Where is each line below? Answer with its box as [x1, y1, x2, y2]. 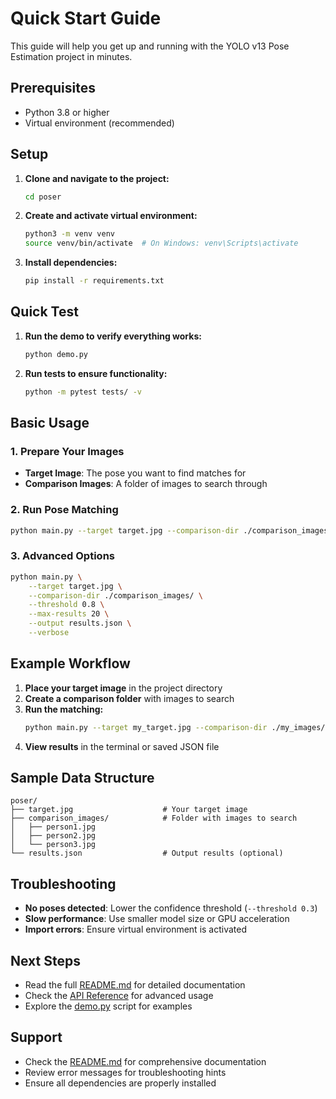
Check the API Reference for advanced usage [24, 990, 214, 1002]
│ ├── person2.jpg [10, 831, 97, 841]
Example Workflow [10, 655, 131, 672]
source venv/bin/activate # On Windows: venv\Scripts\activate [24, 238, 299, 249]
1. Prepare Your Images [10, 444, 125, 458]
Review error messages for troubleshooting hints [24, 1066, 227, 1078]
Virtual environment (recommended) [24, 117, 175, 129]
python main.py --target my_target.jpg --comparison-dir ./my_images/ [24, 722, 326, 732]
